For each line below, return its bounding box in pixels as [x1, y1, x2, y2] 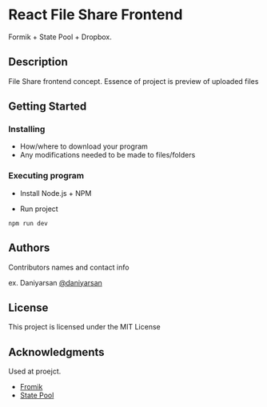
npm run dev [8, 219, 48, 227]
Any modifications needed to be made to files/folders [19, 150, 196, 160]
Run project [19, 204, 58, 213]
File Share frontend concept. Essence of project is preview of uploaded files [8, 76, 259, 86]
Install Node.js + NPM [19, 188, 92, 198]
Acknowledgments [8, 345, 106, 359]
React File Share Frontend [8, 6, 183, 24]
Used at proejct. [8, 366, 62, 377]
